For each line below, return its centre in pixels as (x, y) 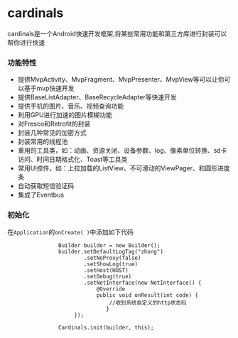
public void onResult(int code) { (147, 295)
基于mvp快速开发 (49, 88)
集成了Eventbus (41, 195)
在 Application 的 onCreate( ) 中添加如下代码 (70, 231)
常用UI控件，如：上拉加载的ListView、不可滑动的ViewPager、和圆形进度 (124, 168)
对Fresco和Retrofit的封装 (54, 124)
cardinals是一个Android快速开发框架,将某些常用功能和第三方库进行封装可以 (117, 33)
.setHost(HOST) (106, 270)
